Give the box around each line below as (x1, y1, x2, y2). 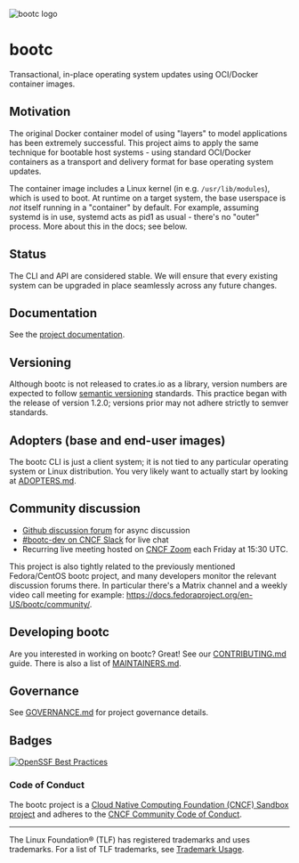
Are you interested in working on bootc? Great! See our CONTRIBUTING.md (9, 648, 287, 659)
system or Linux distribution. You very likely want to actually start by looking (9, 466, 288, 476)
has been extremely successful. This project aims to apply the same (9, 137, 259, 148)
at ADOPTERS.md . (9, 476, 77, 485)
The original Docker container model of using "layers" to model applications (9, 127, 287, 138)
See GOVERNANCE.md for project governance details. (9, 707, 209, 718)
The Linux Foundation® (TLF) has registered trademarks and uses (9, 834, 251, 845)
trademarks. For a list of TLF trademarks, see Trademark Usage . (9, 843, 245, 854)
